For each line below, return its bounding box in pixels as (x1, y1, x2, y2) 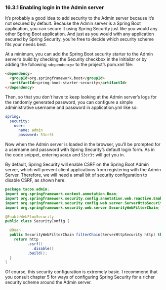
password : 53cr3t (18, 133, 54, 138)
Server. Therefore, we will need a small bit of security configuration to (5, 172, 147, 178)
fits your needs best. (5, 42, 47, 48)
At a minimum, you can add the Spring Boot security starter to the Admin (5, 51, 153, 57)
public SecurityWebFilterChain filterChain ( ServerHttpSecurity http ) (9, 232, 156, 238)
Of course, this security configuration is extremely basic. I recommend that (5, 269, 158, 275)
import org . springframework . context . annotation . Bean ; (5, 192, 119, 196)
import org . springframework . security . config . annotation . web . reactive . (5, 196, 154, 201)
